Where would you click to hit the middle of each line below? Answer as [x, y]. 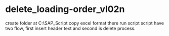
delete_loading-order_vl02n [65, 9]
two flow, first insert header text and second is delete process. [70, 28]
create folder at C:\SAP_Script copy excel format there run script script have [85, 23]
